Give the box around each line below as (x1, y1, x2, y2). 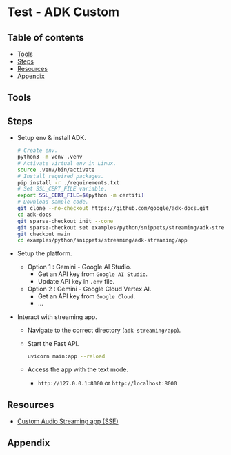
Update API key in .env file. (37, 278, 115, 286)
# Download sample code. (17, 198, 89, 206)
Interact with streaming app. (17, 313, 98, 321)
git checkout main (17, 231, 70, 238)
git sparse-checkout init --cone (17, 217, 114, 224)
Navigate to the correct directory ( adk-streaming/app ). (27, 326, 181, 335)
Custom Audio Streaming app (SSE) (17, 417, 119, 425)
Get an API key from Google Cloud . (37, 292, 136, 300)
